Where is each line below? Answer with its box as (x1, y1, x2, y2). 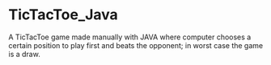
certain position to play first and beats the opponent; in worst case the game (8, 40, 264, 50)
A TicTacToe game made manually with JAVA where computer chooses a (8, 32, 252, 42)
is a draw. (8, 49, 40, 59)
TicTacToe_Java (8, 6, 119, 24)
